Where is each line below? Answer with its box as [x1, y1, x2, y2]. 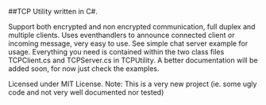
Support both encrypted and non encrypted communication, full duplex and [8, 22, 256, 31]
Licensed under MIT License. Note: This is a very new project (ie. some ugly [8, 79, 257, 88]
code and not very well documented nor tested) [8, 88, 164, 97]
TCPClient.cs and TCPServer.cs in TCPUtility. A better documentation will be [8, 55, 258, 65]
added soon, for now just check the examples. [8, 64, 160, 73]
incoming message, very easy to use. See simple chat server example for [8, 39, 249, 48]
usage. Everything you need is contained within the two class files [8, 47, 225, 56]
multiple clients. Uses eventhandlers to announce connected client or [8, 31, 235, 39]
